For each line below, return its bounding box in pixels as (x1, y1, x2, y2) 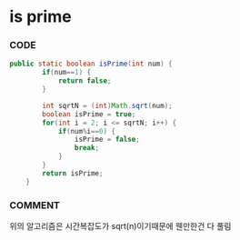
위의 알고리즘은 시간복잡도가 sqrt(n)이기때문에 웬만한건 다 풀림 (9, 221, 232, 232)
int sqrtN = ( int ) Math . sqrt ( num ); (42, 101, 173, 110)
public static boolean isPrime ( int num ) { (9, 59, 173, 69)
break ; (74, 144, 100, 153)
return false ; (57, 76, 112, 85)
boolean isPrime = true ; (42, 109, 136, 119)
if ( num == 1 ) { (42, 68, 92, 77)
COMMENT (9, 198, 61, 211)
